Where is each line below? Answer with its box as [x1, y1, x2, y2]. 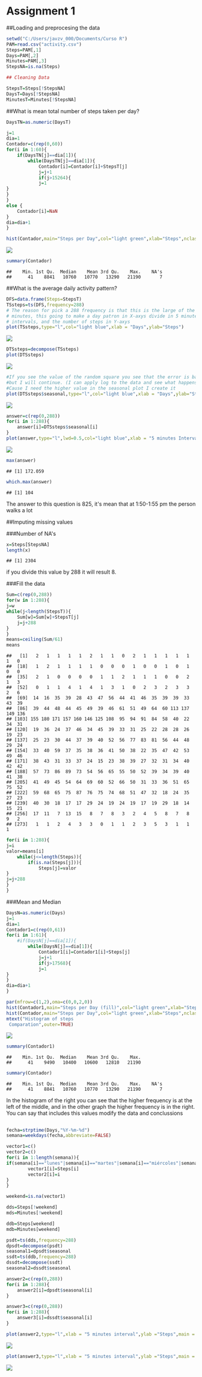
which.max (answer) [6, 479, 52, 485]
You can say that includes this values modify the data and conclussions [6, 1109, 183, 1117]
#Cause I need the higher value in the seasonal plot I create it [6, 385, 176, 391]
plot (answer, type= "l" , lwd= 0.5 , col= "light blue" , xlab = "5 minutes [6, 435, 176, 441]
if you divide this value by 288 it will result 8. [6, 568, 117, 575]
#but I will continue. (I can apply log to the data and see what [6, 379, 176, 385]
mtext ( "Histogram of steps [6, 1016, 74, 1022]
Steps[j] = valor [38, 865, 77, 871]
